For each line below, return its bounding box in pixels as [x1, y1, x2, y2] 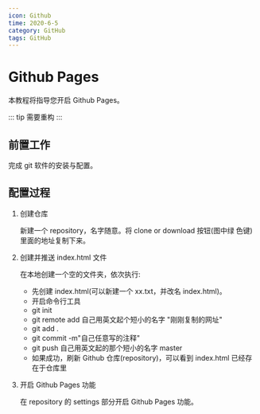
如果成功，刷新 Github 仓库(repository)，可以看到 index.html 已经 [31, 353, 246, 362]
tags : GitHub [8, 33, 52, 42]
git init [31, 305, 52, 314]
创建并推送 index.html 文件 [19, 252, 107, 262]
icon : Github [8, 11, 52, 20]
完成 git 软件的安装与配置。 [8, 161, 98, 170]
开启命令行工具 [31, 296, 81, 306]
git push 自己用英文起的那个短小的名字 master [31, 343, 183, 353]
